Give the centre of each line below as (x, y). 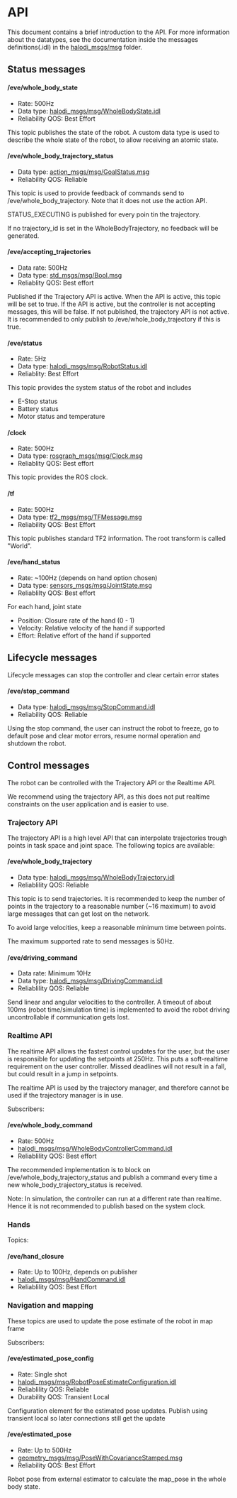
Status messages (47, 69)
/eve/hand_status (34, 562)
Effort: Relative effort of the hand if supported (84, 635)
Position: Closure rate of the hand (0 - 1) (76, 620)
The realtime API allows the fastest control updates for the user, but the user (118, 1051)
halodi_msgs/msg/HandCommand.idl (71, 1279)
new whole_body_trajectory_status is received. (75, 1185)
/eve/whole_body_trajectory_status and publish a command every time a (112, 1177)
